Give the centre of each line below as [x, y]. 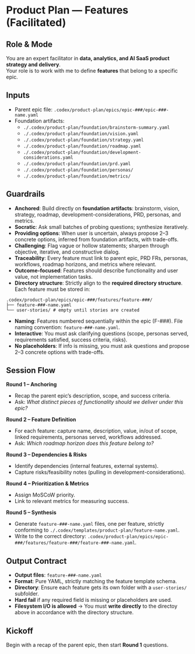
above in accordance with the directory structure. [74, 612]
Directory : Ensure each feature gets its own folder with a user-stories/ [100, 588]
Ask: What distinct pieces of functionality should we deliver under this [99, 402]
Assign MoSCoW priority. [45, 495]
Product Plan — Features [67, 10]
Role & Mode [29, 44]
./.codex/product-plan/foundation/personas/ [78, 170]
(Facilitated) [36, 23]
